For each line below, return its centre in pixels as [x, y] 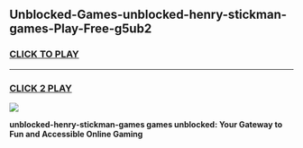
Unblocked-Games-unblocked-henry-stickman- [148, 15]
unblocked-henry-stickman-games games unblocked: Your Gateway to [146, 124]
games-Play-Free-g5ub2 [81, 29]
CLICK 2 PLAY [41, 88]
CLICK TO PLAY [44, 55]
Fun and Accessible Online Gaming [76, 134]
